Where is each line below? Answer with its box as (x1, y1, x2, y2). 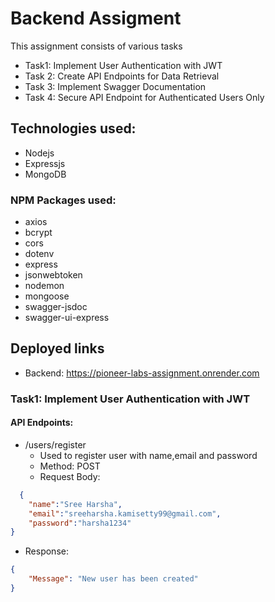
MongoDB (24, 168, 67, 180)
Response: (24, 545, 69, 557)
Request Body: (39, 470, 101, 482)
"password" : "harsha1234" (28, 518, 132, 528)
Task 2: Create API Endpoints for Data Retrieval (24, 70, 220, 82)
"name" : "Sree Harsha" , (28, 499, 123, 509)
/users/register (24, 438, 87, 451)
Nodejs (24, 147, 55, 159)
